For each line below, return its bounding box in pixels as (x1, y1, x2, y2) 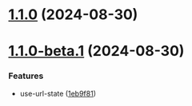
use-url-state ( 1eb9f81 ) (19, 88, 96, 98)
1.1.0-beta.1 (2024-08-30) (8, 42, 185, 61)
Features (8, 70, 44, 81)
